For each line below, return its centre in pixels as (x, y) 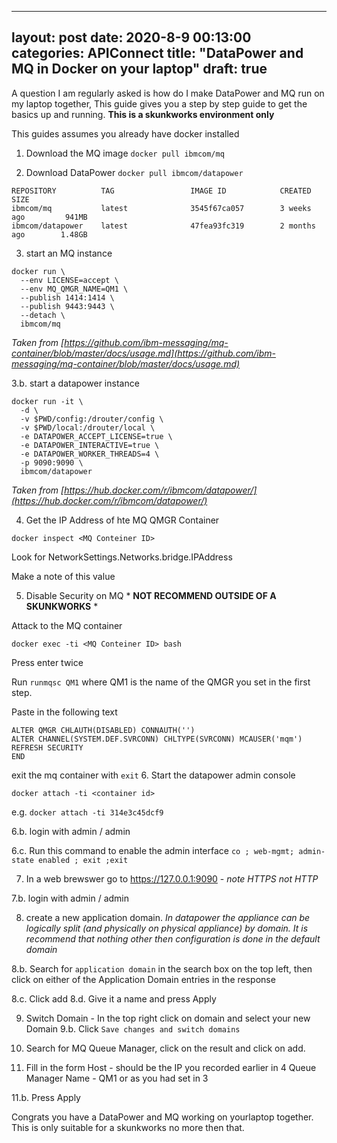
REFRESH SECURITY (47, 747)
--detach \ (43, 315)
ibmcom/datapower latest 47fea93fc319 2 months (163, 226)
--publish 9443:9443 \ (67, 306)
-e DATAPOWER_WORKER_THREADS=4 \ (90, 454)
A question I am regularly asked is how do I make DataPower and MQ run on (168, 93)
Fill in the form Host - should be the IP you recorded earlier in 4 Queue (171, 1067)
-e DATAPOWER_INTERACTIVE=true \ (90, 445)
